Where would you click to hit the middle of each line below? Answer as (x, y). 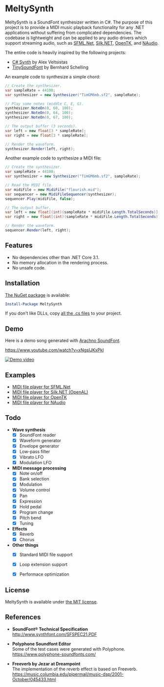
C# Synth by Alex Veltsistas (40, 62)
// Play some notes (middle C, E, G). (44, 104)
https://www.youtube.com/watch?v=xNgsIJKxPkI (54, 350)
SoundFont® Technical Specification (50, 629)
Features (19, 246)
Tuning (26, 523)
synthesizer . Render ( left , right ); (40, 149)
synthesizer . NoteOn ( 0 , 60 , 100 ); (39, 108)
